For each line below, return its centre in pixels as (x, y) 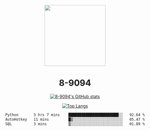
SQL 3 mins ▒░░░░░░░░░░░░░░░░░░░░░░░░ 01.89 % (75, 124)
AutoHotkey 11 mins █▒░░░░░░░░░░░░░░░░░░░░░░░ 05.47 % (75, 119)
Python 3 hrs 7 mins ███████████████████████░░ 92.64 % (75, 115)
